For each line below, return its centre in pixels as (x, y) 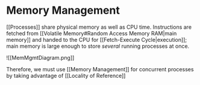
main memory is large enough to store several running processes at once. (98, 46)
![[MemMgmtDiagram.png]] (40, 57)
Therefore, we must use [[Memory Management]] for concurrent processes (100, 69)
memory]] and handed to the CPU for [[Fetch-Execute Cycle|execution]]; (97, 40)
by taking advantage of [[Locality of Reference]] (66, 75)
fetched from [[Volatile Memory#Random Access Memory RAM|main (92, 33)
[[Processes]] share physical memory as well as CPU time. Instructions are (99, 27)
